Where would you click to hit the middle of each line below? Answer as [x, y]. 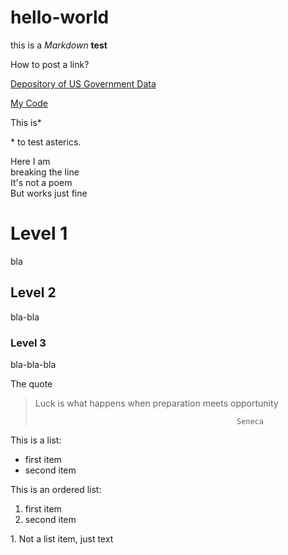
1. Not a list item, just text [62, 538]
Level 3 [28, 343]
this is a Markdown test [59, 45]
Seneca [250, 421]
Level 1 [39, 233]
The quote [31, 383]
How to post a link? [50, 64]
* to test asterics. [46, 142]
